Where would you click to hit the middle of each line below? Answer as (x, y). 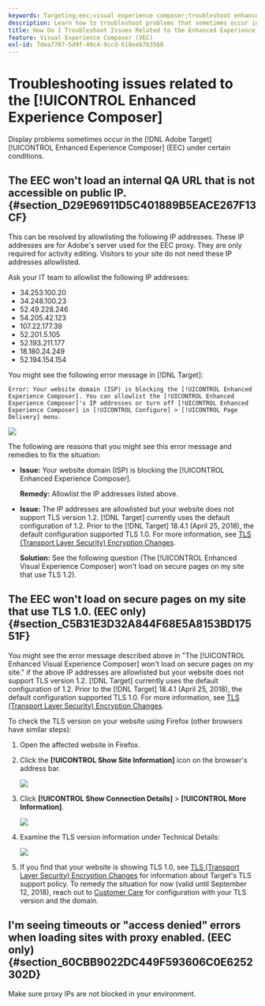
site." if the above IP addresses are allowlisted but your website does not (126, 672)
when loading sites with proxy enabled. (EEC (120, 938)
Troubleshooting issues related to (121, 84)
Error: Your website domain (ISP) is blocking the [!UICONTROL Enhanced (130, 389)
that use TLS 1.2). (48, 574)
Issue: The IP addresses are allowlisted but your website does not (127, 509)
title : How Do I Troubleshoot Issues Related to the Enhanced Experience (132, 30)
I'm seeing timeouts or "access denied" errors (125, 925)
